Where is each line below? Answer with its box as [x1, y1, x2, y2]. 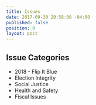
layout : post [6, 31, 38, 37]
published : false [6, 19, 49, 25]
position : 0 [6, 25, 35, 31]
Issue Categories [6, 52, 70, 63]
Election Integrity [14, 74, 56, 81]
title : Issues [6, 8, 41, 15]
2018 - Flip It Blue [14, 68, 57, 75]
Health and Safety [14, 87, 59, 94]
